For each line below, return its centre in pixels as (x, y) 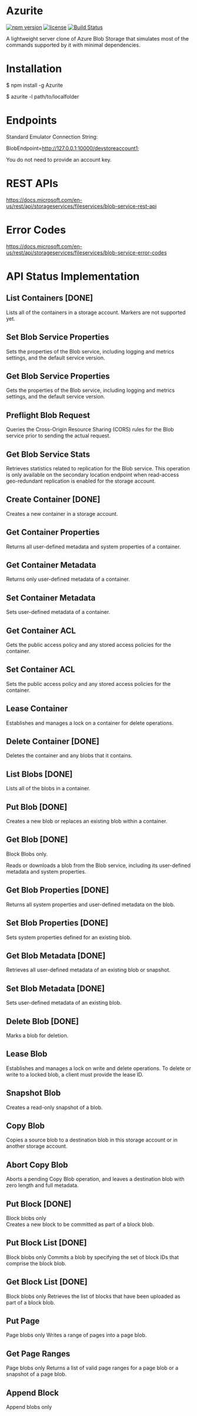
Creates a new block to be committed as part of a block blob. (80, 1224)
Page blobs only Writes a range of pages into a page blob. (76, 1335)
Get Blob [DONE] (37, 840)
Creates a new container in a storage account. (62, 514)
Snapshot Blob (34, 1093)
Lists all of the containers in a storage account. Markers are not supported (96, 312)
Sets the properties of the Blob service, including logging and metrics (90, 351)
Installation (34, 69)
